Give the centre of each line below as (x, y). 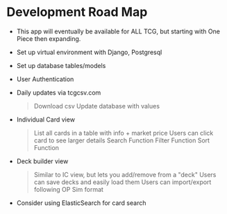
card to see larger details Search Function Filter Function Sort (121, 140)
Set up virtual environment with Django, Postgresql (89, 52)
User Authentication (45, 79)
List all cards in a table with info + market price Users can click (124, 133)
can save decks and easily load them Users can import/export (123, 182)
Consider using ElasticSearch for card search (81, 203)
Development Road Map (77, 12)
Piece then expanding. (49, 38)
